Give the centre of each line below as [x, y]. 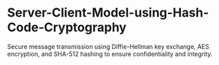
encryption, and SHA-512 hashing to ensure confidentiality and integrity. [110, 54]
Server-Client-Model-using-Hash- [108, 13]
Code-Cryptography [67, 27]
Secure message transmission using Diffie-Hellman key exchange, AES [108, 46]
